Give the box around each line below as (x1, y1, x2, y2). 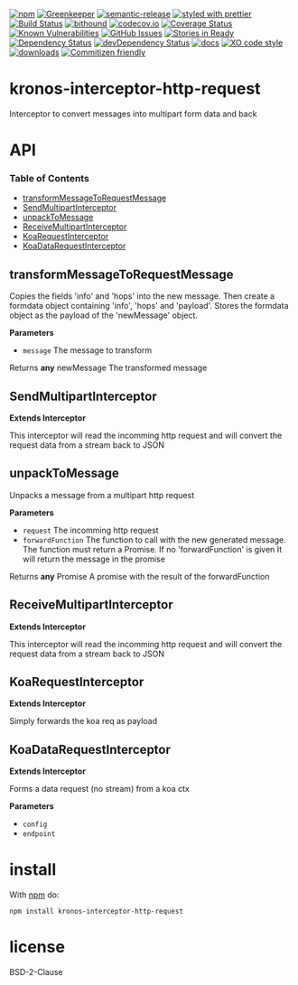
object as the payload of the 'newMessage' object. (9, 310, 199, 321)
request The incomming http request (22, 525, 160, 535)
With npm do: (9, 889, 61, 900)
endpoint (22, 830, 56, 839)
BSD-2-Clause (9, 967, 63, 978)
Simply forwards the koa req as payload (9, 716, 158, 727)
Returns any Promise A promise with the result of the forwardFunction (9, 571, 270, 581)
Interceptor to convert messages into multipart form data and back (9, 108, 257, 119)
